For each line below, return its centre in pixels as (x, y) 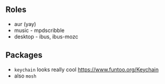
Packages (24, 55)
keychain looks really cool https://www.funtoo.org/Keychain (86, 69)
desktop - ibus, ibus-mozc (46, 36)
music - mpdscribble (39, 30)
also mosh (25, 76)
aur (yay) (25, 24)
